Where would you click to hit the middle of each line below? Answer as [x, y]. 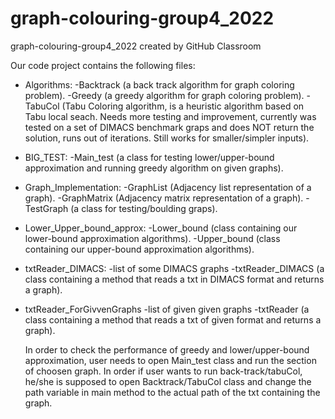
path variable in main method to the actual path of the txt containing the [172, 392]
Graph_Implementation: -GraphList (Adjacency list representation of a [168, 187]
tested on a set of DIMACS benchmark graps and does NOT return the [169, 127]
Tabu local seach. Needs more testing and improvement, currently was [170, 116]
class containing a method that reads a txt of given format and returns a [173, 319]
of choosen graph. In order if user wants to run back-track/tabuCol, [163, 371]
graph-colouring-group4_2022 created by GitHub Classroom [136, 46]
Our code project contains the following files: [103, 65]
